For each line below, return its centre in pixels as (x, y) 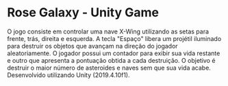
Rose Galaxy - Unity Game (83, 13)
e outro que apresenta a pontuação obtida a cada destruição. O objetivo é (111, 60)
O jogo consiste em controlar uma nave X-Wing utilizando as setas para (108, 31)
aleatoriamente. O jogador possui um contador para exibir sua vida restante (114, 53)
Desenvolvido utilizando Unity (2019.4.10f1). (68, 75)
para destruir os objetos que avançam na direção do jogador (92, 46)
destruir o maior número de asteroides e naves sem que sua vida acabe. (109, 68)
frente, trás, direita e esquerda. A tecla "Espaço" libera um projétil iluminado (114, 38)
